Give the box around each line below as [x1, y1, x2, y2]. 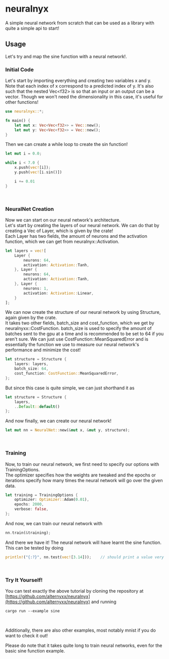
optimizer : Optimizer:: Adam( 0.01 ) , [14, 497, 90, 502]
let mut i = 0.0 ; [5, 151, 42, 156]
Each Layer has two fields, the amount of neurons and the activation [5, 233, 148, 239]
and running [91, 599, 116, 605]
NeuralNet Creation [5, 205, 54, 212]
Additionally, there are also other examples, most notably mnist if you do [5, 627, 156, 633]
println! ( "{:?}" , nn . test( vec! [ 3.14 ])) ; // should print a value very [5, 555, 164, 560]
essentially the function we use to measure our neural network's [5, 342, 139, 348]
